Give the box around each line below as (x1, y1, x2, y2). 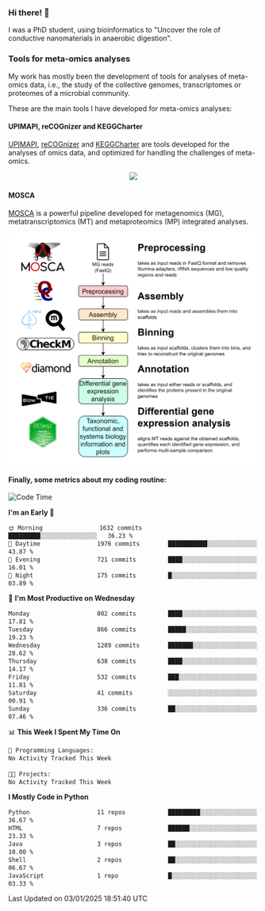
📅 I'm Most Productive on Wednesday (8, 594, 135, 603)
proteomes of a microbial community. (8, 88, 131, 98)
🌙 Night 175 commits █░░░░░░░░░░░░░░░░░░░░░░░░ (8, 572, 258, 580)
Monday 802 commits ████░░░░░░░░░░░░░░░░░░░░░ (8, 610, 258, 618)
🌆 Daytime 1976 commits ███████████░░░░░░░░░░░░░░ (8, 540, 258, 548)
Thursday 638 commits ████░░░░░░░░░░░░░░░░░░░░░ (8, 657, 258, 665)
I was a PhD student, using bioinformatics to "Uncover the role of (8, 25, 221, 35)
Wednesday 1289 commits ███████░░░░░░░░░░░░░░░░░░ (8, 641, 258, 649)
